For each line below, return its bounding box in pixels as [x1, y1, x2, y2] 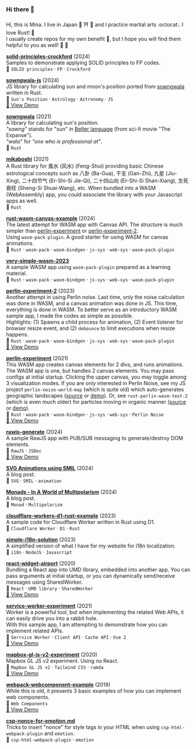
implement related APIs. [6, 627, 64, 635]
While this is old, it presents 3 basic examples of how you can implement [6, 687, 181, 694]
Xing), [6, 177, 20, 184]
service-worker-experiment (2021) [6, 602, 92, 610]
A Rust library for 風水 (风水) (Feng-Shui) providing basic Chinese [6, 162, 164, 169]
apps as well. [6, 198, 38, 205]
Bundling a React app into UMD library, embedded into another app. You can [6, 566, 191, 573]
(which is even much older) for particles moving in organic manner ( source [6, 399, 186, 406]
